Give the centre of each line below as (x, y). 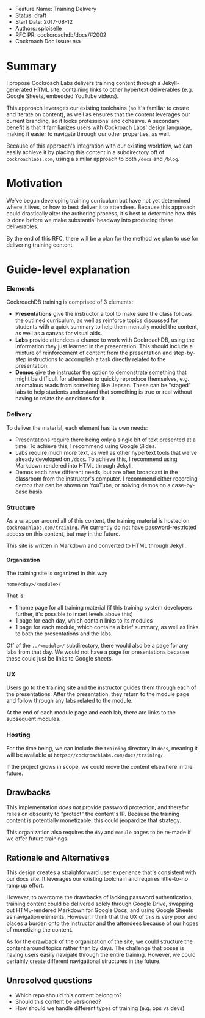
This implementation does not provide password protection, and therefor (98, 807)
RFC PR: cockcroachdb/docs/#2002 (61, 35)
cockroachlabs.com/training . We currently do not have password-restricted (102, 527)
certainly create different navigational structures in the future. (84, 961)
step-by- (184, 353)
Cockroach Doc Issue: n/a (48, 41)
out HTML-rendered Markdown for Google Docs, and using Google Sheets (100, 910)
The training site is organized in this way (57, 573)
